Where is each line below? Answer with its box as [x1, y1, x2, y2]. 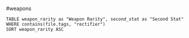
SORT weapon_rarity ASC [6, 26, 64, 32]
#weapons [6, 5, 32, 12]
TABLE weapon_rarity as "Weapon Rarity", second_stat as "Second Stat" [6, 16, 184, 22]
